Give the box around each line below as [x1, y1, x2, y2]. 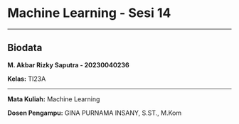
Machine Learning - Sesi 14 [7, 5, 171, 21]
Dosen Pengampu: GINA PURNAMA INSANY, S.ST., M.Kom [7, 108, 182, 117]
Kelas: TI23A [7, 74, 46, 83]
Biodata [7, 42, 43, 54]
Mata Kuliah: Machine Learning [7, 94, 100, 103]
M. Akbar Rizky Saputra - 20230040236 [7, 60, 129, 69]
